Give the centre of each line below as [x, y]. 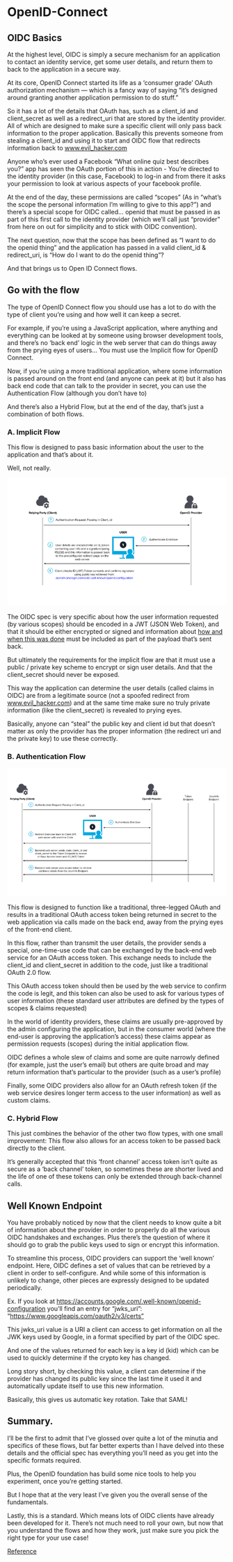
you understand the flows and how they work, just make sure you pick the [113, 1530]
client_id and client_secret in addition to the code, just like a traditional [108, 965]
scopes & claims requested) [47, 1008]
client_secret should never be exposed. [64, 675]
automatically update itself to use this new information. [86, 1386]
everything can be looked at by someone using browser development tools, [115, 335]
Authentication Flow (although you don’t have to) [77, 393]
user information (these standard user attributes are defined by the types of [116, 1001]
